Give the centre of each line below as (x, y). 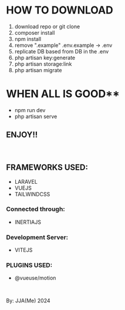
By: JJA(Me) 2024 (28, 301)
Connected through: (36, 209)
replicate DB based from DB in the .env (62, 51)
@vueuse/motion (35, 278)
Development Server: (37, 237)
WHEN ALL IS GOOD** (63, 94)
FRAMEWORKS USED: (47, 168)
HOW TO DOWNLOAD (60, 10)
